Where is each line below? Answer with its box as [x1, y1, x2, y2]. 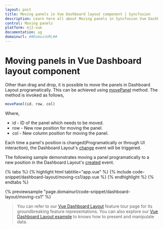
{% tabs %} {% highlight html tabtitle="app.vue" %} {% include [5, 169, 132, 174]
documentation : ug [5, 30, 42, 35]
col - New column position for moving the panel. [12, 130, 109, 136]
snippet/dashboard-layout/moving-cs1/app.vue [5, 174, 99, 180]
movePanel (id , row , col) [5, 101, 55, 106]
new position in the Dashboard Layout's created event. [5, 159, 114, 165]
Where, [5, 110, 20, 116]
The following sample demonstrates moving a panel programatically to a [5, 154, 149, 160]
